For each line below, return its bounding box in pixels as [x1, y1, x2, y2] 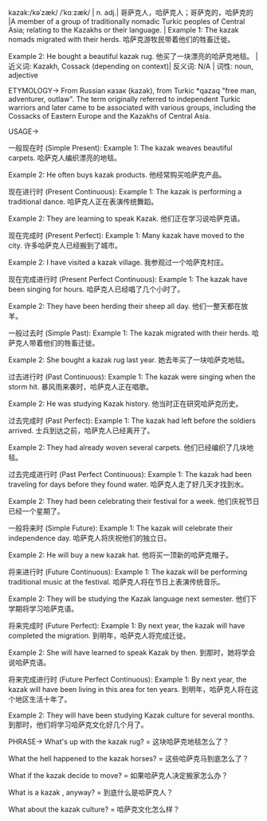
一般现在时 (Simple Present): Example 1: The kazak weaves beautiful [8, 143, 233, 152]
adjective [8, 71, 38, 80]
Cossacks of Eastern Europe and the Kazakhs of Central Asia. [8, 111, 211, 120]
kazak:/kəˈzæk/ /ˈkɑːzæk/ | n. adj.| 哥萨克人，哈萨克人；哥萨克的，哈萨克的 [8, 8, 253, 17]
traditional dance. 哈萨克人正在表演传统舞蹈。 [8, 197, 159, 206]
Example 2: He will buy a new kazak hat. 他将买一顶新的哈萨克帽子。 [8, 550, 234, 560]
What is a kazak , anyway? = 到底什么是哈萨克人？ [8, 788, 174, 797]
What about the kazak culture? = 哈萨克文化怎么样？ [8, 804, 181, 814]
